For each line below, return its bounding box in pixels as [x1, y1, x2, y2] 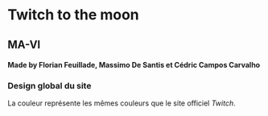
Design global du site [7, 81, 92, 92]
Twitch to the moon [7, 6, 140, 24]
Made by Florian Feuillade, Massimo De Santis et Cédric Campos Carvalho [7, 60, 261, 70]
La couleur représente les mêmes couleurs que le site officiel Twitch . [7, 98, 236, 108]
